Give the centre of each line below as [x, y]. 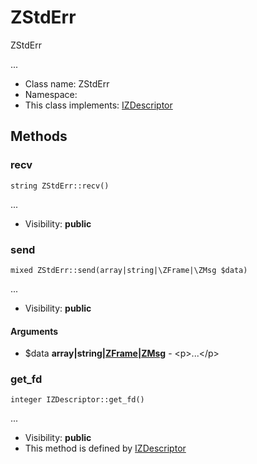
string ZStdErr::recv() [60, 186]
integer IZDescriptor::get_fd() [77, 400]
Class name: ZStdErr [67, 83]
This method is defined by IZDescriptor [105, 448]
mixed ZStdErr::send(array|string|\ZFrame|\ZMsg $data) [129, 270]
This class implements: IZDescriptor [98, 105]
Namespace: [51, 94]
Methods [39, 136]
